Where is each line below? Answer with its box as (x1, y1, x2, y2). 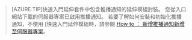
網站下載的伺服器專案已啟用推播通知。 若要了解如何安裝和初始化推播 (11, 13, 182, 20)
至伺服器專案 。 (11, 28, 49, 35)
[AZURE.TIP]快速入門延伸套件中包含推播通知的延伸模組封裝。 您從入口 (11, 6, 187, 12)
